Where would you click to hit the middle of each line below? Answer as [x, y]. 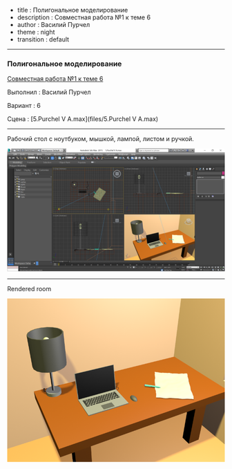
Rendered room [29, 288]
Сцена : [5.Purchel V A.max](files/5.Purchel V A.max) [83, 119]
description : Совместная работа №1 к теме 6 [84, 17]
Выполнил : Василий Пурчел [49, 92]
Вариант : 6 [24, 106]
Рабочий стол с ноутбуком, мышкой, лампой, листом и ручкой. [101, 139]
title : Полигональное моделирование [72, 10]
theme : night [36, 32]
